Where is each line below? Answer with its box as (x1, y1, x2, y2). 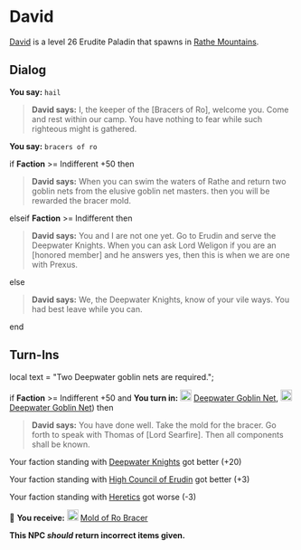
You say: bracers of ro (9, 140, 98, 151)
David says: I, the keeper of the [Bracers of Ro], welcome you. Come (31, 104, 289, 115)
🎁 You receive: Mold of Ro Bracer (9, 512, 148, 523)
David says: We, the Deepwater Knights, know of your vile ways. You (31, 294, 290, 305)
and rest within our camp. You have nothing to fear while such (31, 113, 263, 124)
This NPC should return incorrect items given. (9, 529, 185, 540)
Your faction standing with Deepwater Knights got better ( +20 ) (9, 456, 242, 467)
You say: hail (9, 86, 61, 97)
